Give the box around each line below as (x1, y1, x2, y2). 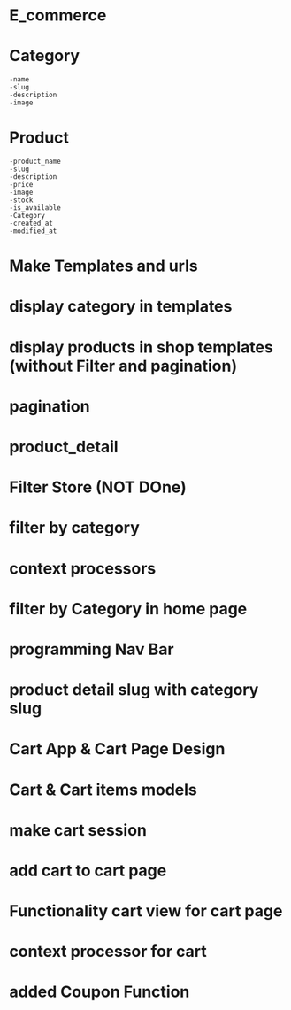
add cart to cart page (9, 860, 167, 881)
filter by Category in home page (9, 598, 248, 619)
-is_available (9, 204, 62, 212)
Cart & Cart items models (9, 780, 197, 799)
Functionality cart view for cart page (9, 901, 283, 921)
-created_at (9, 219, 53, 228)
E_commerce (9, 5, 107, 26)
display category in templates (9, 297, 233, 317)
